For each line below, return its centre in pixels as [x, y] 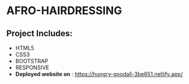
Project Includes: [40, 33]
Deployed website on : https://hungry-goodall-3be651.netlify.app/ [99, 74]
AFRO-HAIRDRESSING [64, 11]
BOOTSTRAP [32, 61]
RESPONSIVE [32, 67]
